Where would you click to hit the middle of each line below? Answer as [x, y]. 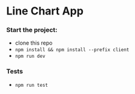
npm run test [31, 85]
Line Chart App [45, 11]
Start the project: [32, 30]
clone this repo [34, 43]
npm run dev [30, 56]
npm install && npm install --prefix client [72, 50]
